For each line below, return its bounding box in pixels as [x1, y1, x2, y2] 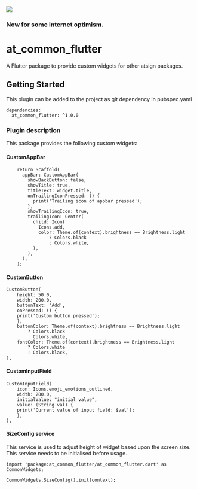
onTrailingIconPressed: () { [27, 193, 100, 199]
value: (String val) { [17, 402, 73, 408]
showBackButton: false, [27, 177, 87, 183]
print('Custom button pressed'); [17, 313, 100, 319]
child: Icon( [32, 219, 66, 225]
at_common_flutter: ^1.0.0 [11, 112, 79, 119]
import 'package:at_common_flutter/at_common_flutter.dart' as [6, 461, 167, 467]
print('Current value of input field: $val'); [17, 407, 135, 413]
